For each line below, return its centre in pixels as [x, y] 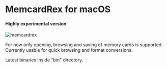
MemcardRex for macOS [58, 9]
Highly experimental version [36, 23]
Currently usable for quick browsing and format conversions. [69, 50]
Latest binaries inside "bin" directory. [44, 60]
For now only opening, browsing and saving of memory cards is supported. [84, 45]
